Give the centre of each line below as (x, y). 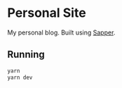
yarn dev (20, 77)
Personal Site (47, 13)
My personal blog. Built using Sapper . (61, 32)
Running (26, 55)
